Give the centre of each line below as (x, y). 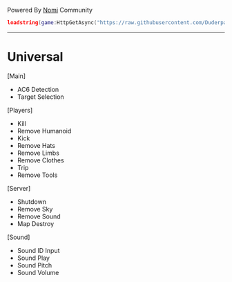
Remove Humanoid (44, 131)
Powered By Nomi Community (50, 10)
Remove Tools (37, 175)
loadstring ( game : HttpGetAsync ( (52, 23)
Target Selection (40, 97)
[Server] (19, 188)
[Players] (20, 110)
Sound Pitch (35, 265)
